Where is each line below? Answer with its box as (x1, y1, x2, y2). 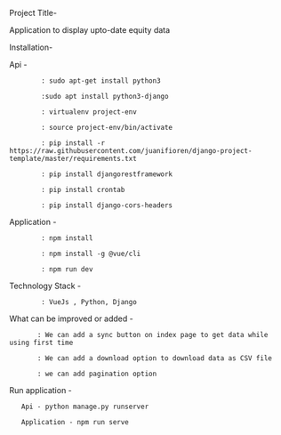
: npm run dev (41, 265, 93, 274)
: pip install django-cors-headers (41, 201, 173, 210)
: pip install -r (41, 139, 105, 148)
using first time (9, 338, 74, 347)
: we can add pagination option (36, 369, 157, 378)
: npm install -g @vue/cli (41, 249, 141, 258)
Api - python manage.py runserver (20, 402, 149, 411)
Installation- (9, 42, 53, 52)
